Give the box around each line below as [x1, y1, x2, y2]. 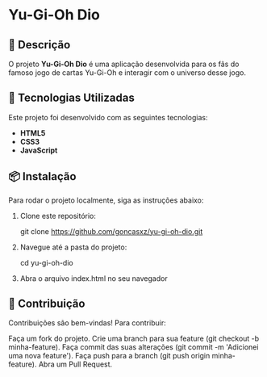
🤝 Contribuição [8, 297, 86, 311]
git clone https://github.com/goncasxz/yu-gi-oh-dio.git [19, 226, 203, 236]
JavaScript [19, 145, 58, 155]
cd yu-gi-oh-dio [19, 258, 74, 267]
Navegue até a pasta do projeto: [19, 242, 127, 252]
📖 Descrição [8, 38, 71, 52]
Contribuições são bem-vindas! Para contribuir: [8, 318, 167, 328]
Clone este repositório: [19, 211, 97, 220]
